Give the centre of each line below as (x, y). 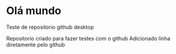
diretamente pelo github (36, 45)
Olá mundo (34, 11)
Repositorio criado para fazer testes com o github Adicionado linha (88, 38)
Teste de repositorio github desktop (50, 27)
